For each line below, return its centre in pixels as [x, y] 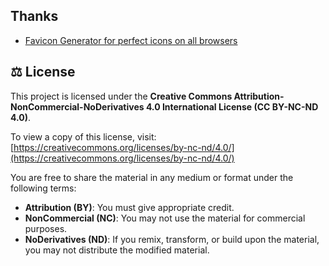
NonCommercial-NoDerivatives [77, 106]
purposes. [46, 228]
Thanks [34, 16]
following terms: [43, 188]
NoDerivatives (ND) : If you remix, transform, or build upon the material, [172, 239]
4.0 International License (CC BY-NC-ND [232, 106]
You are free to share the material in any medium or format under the [152, 177]
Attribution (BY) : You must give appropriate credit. [129, 207]
